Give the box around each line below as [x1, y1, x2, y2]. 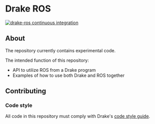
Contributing [5, 87, 46, 95]
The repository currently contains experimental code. [5, 47, 116, 53]
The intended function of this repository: [5, 57, 89, 63]
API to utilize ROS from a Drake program [12, 67, 96, 73]
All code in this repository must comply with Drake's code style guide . [5, 113, 150, 119]
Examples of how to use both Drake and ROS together [12, 72, 125, 78]
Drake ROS [5, 3, 51, 15]
